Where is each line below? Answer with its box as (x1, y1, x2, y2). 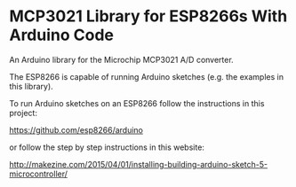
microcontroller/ (9, 168, 68, 179)
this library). (9, 81, 53, 91)
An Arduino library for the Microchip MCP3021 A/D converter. (9, 54, 234, 65)
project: (9, 107, 38, 118)
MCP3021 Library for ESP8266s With (9, 6, 288, 27)
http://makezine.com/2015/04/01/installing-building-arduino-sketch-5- (9, 159, 268, 169)
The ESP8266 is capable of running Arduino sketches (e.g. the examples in (9, 71, 284, 82)
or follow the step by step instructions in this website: (9, 142, 204, 152)
